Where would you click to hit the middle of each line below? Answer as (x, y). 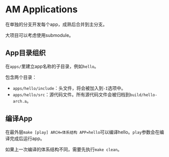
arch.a (20, 101)
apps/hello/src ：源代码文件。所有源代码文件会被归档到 (71, 94)
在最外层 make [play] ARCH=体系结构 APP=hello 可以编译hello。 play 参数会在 (82, 132)
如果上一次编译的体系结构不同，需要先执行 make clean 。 (64, 149)
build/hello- (143, 95)
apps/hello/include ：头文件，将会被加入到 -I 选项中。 (69, 88)
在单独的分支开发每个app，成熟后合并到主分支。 (56, 24)
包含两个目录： (21, 77)
